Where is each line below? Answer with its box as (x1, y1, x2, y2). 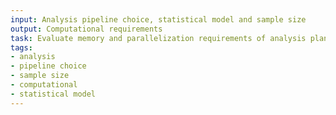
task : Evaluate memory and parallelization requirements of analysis (10, 33, 307, 43)
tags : (10, 42, 33, 53)
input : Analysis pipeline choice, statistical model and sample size (10, 14, 307, 25)
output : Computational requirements (10, 24, 163, 34)
